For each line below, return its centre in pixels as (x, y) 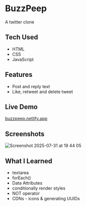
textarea (20, 173)
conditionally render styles (39, 188)
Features (19, 75)
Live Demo (21, 107)
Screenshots (25, 134)
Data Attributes (27, 183)
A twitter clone (20, 22)
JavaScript (23, 59)
